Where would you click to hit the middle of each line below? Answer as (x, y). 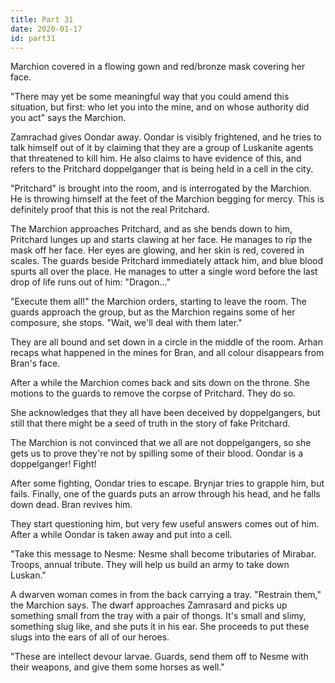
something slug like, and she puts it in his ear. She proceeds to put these (160, 627)
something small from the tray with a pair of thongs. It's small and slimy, (158, 616)
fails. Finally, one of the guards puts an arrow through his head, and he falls (165, 494)
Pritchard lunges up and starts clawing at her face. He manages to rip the (161, 240)
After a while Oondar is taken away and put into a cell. (121, 535)
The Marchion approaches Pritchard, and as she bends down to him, (151, 229)
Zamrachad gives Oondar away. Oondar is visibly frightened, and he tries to (166, 137)
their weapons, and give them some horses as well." (117, 667)
